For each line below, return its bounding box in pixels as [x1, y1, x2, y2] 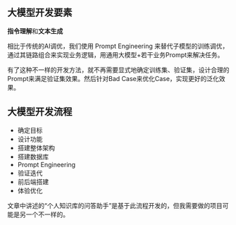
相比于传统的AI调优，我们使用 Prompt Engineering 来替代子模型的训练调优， [7, 42, 229, 50]
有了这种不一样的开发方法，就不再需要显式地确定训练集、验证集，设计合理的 [7, 66, 230, 74]
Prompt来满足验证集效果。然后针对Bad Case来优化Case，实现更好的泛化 [7, 74, 220, 83]
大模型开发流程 [7, 106, 73, 118]
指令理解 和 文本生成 [7, 27, 63, 35]
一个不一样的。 [25, 210, 69, 219]
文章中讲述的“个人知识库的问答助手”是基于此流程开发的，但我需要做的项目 [7, 201, 223, 209]
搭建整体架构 [17, 143, 55, 152]
